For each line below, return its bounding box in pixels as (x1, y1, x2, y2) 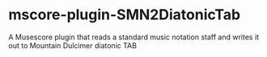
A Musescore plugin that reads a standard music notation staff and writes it (8, 32, 260, 42)
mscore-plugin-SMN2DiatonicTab (8, 6, 241, 24)
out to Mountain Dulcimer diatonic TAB (8, 40, 138, 50)
